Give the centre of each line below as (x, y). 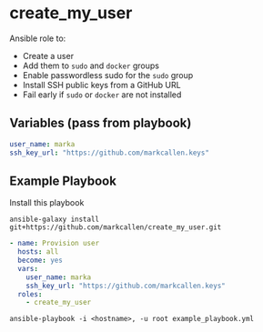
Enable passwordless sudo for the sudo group (108, 75)
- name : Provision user (55, 244)
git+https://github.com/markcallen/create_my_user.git (116, 227)
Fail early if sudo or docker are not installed (102, 95)
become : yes (40, 261)
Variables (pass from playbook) (101, 123)
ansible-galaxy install (55, 220)
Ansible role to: (38, 38)
